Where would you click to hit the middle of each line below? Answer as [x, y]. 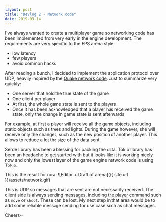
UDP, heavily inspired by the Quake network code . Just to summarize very [81, 79]
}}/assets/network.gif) [28, 180]
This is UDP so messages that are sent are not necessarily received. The [79, 190]
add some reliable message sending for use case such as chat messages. [81, 206]
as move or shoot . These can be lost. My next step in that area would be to [80, 200]
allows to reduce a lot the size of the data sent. [53, 140]
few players [24, 58]
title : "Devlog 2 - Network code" [41, 14]
